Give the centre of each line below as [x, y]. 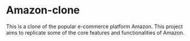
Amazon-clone [43, 10]
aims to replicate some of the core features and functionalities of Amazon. [95, 32]
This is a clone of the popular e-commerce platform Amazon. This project [94, 26]
